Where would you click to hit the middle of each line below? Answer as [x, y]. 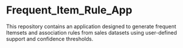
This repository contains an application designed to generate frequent [91, 26]
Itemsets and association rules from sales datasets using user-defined [91, 32]
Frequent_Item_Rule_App [69, 10]
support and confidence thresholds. [50, 39]
